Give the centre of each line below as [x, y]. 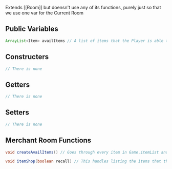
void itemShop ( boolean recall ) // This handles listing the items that [83, 161]
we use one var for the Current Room [44, 13]
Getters [18, 85]
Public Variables [32, 29]
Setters [17, 112]
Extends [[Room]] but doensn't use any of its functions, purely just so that [83, 7]
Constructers [27, 57]
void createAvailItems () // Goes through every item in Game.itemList [82, 152]
